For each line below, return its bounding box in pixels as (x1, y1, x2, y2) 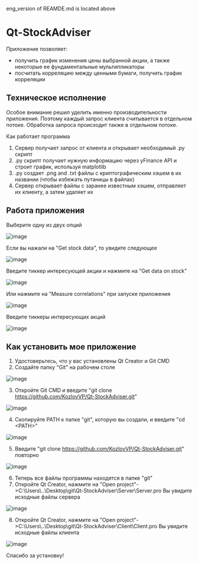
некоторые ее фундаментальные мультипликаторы (14, 63, 145, 70)
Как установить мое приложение (6, 341, 137, 352)
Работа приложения (6, 206, 85, 216)
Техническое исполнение (6, 93, 106, 103)
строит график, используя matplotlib (14, 163, 106, 170)
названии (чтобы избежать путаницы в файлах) (14, 175, 135, 183)
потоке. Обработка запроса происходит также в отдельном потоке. (6, 121, 178, 128)
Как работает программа (6, 133, 70, 140)
